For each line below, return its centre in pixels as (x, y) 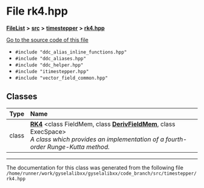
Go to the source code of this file (47, 40)
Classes (22, 96)
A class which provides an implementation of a (97, 139)
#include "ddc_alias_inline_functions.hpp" (71, 52)
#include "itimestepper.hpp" (52, 71)
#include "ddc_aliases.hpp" (50, 58)
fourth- (176, 139)
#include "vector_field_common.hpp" (61, 78)
